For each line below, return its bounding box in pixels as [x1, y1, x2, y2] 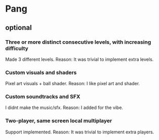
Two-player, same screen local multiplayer [5, 117, 112, 124]
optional [5, 23, 32, 32]
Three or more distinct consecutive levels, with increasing [5, 39, 151, 46]
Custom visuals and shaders [5, 69, 77, 76]
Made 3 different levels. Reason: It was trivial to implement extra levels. [5, 56, 154, 62]
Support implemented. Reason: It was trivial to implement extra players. [5, 129, 154, 135]
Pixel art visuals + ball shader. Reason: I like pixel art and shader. [5, 81, 140, 87]
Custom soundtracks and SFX [5, 93, 81, 100]
